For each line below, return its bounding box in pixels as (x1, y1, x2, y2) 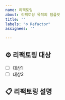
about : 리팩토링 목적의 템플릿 (5, 12, 60, 17)
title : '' (5, 17, 26, 22)
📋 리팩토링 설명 (5, 87, 52, 96)
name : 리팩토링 (5, 7, 33, 13)
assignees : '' (5, 26, 35, 31)
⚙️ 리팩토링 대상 (5, 51, 51, 59)
